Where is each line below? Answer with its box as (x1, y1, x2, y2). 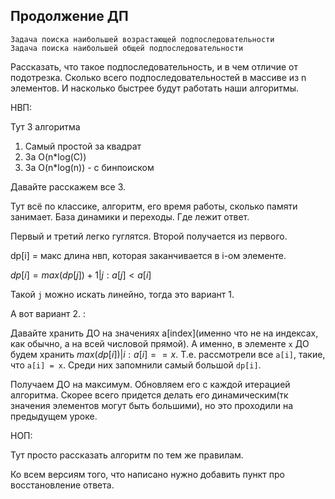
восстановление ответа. (10, 479, 115, 491)
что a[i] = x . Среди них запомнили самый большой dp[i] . (10, 359, 262, 371)
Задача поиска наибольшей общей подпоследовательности (10, 43, 244, 53)
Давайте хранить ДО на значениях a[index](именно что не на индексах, (10, 327, 319, 339)
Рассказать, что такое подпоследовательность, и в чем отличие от (10, 60, 298, 73)
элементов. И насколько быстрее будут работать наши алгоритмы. (10, 82, 300, 94)
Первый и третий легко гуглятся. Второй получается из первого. (10, 230, 288, 242)
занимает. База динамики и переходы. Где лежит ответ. (10, 210, 250, 223)
